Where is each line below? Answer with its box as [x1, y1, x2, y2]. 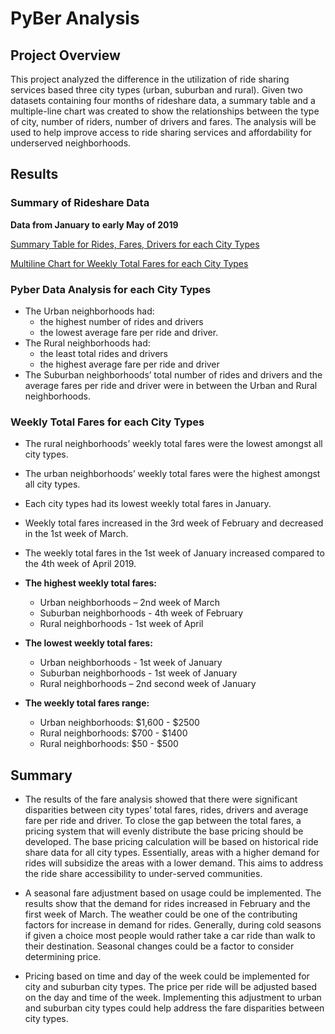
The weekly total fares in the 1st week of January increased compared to [24, 547, 325, 559]
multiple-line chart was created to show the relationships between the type [10, 105, 320, 117]
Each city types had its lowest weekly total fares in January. [24, 498, 272, 510]
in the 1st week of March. [24, 528, 129, 540]
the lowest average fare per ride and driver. [39, 326, 219, 338]
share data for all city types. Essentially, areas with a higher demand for [24, 847, 320, 859]
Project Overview [10, 47, 121, 64]
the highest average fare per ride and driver [39, 358, 220, 370]
